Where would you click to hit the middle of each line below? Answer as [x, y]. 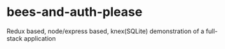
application [40, 38]
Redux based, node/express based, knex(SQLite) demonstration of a [105, 31]
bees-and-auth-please [75, 12]
